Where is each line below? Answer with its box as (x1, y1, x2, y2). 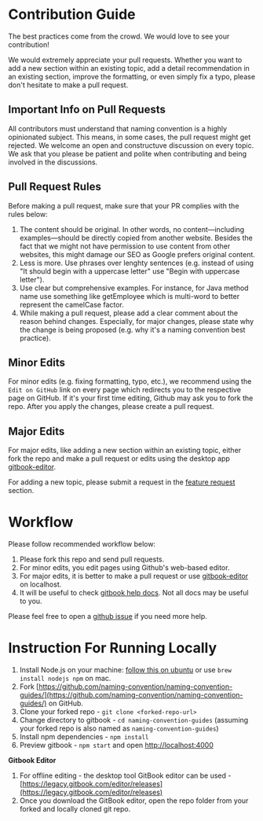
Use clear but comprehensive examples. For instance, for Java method (19, 283, 249, 293)
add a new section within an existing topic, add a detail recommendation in (8, 63, 250, 72)
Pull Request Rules (8, 180, 102, 193)
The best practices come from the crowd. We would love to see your (8, 31, 230, 41)
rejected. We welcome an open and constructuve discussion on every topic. (8, 140, 254, 150)
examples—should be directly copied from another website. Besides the (19, 233, 253, 242)
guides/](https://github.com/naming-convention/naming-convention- (19, 690, 243, 700)
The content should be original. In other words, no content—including (19, 224, 245, 234)
